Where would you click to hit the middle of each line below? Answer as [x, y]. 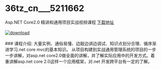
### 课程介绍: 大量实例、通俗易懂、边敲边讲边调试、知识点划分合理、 [74, 43]
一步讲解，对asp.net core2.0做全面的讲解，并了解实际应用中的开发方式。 [78, 55]
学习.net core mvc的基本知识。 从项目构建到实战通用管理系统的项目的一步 [83, 49]
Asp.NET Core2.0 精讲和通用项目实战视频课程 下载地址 [60, 22]
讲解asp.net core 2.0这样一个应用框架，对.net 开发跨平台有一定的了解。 [80, 61]
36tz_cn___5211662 [45, 8]
